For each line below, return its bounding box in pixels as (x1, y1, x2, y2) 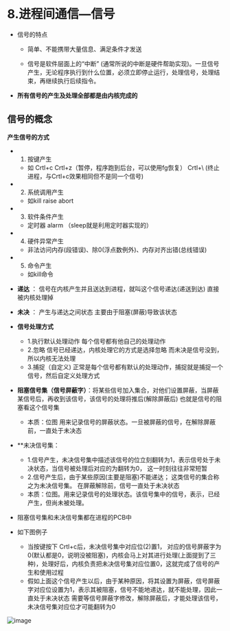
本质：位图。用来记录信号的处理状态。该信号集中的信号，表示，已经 (27, 489, 220, 498)
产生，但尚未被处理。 (27, 498, 88, 507)
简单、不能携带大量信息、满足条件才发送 (27, 45, 142, 53)
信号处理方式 (16, 322, 54, 331)
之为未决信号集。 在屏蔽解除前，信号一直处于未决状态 (27, 481, 180, 489)
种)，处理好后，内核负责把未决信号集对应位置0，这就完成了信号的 (27, 560, 214, 568)
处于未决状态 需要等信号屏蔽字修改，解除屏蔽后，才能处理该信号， (33, 594, 222, 602)
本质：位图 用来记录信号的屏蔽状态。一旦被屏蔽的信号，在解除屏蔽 (27, 417, 216, 426)
